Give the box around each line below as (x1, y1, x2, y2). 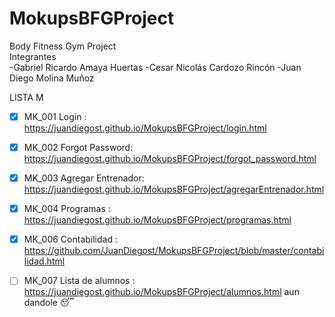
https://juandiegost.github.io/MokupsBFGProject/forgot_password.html (23, 153, 317, 165)
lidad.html (23, 255, 66, 267)
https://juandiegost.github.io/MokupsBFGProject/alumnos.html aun (23, 286, 300, 298)
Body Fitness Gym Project (9, 40, 117, 52)
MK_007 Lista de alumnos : (23, 275, 136, 287)
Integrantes (9, 50, 57, 62)
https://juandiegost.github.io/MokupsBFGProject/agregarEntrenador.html (23, 183, 325, 196)
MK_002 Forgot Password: (23, 142, 134, 153)
